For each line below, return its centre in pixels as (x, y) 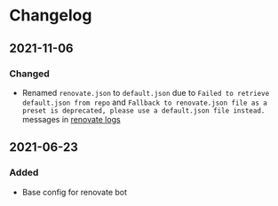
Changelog (51, 16)
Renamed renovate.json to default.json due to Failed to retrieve (146, 92)
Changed (30, 74)
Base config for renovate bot (74, 192)
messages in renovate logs (71, 119)
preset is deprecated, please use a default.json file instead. (143, 111)
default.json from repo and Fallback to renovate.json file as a (145, 102)
